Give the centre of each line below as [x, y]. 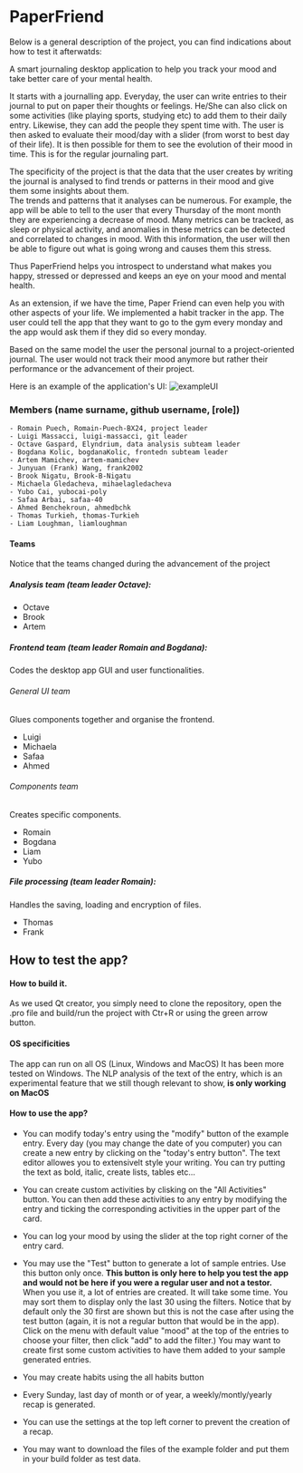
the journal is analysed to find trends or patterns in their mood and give [142, 181]
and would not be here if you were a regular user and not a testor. [147, 1282]
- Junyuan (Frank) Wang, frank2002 [76, 469]
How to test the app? [69, 960]
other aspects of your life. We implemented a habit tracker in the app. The [147, 312]
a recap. [38, 1431]
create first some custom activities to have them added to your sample [154, 1350]
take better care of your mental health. [81, 78]
